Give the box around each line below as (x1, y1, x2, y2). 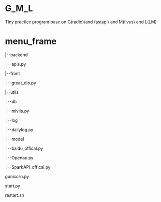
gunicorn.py (5, 173, 29, 179)
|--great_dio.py (6, 80, 36, 86)
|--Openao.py (6, 155, 34, 160)
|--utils (5, 89, 19, 95)
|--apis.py (6, 61, 26, 67)
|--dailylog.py (6, 127, 34, 132)
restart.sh (5, 192, 24, 198)
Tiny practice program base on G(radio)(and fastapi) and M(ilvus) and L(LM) (5, 19, 157, 25)
